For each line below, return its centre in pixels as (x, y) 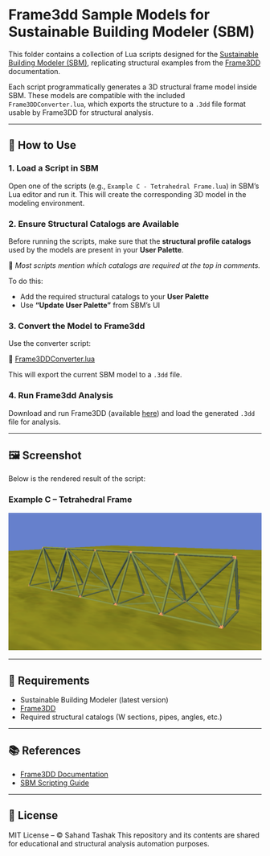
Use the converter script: (49, 344)
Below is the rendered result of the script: (77, 479)
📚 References (45, 751)
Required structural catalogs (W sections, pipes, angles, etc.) (121, 717)
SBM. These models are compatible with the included (97, 95)
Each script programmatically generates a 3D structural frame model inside (133, 87)
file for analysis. (35, 422)
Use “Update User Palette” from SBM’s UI (90, 305)
